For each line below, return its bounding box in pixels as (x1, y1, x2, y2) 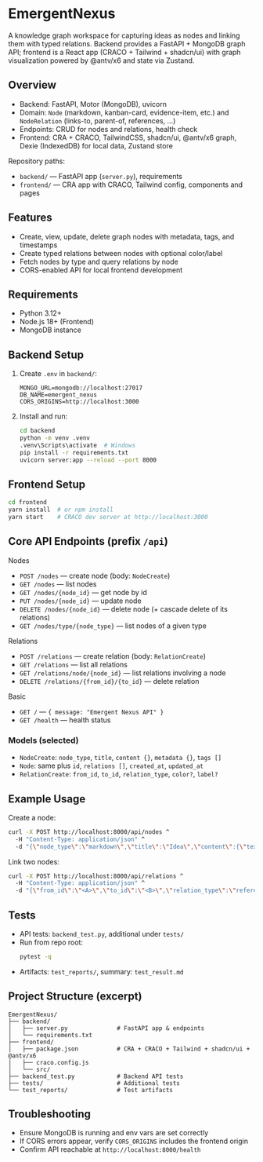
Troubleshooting (8, 1108, 92, 1121)
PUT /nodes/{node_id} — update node (19, 596, 142, 605)
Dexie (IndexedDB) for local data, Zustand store (19, 141, 174, 150)
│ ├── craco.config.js (8, 1058, 89, 1066)
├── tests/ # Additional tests (8, 1079, 180, 1087)
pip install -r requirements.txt (19, 448, 129, 456)
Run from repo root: (19, 937, 84, 947)
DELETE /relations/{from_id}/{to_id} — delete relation (19, 676, 200, 685)
